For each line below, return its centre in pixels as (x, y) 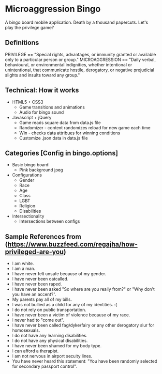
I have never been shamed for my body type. (57, 346)
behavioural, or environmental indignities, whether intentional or (68, 64)
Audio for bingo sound (42, 112)
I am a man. (23, 269)
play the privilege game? (29, 27)
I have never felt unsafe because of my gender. (59, 274)
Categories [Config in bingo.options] (62, 153)
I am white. (23, 264)
